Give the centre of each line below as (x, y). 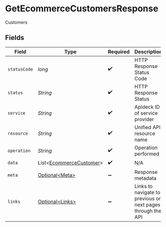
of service (146, 113)
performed (147, 153)
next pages (147, 204)
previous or (147, 198)
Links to (144, 186)
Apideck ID (147, 107)
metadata (145, 178)
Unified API (147, 127)
